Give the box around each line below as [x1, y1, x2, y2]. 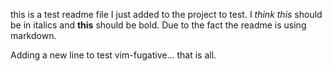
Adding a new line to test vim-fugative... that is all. [10, 49, 217, 61]
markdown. [10, 30, 57, 41]
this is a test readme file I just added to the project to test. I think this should [10, 9, 323, 20]
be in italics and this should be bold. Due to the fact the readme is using [10, 19, 307, 31]
